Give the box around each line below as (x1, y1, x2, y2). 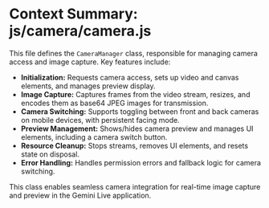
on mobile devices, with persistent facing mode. (20, 115, 180, 124)
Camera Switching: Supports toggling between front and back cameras (20, 106, 259, 116)
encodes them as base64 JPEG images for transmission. (20, 98, 209, 108)
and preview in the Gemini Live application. (9, 190, 152, 200)
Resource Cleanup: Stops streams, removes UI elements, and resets (20, 141, 248, 150)
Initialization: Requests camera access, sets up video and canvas (20, 72, 239, 82)
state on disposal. (20, 149, 79, 159)
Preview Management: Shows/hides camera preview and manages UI (20, 124, 254, 133)
